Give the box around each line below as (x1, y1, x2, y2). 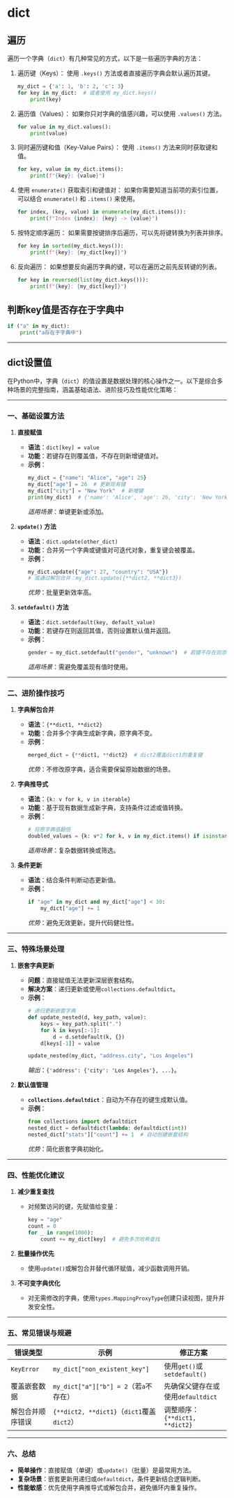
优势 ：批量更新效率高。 (27, 588, 95, 597)
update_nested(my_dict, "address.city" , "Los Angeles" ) (27, 1052, 194, 1059)
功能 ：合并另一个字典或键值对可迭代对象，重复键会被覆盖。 (27, 545, 199, 554)
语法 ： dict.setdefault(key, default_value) (27, 618, 156, 626)
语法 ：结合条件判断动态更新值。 (27, 876, 120, 884)
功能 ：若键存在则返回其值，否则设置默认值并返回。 (27, 626, 175, 635)
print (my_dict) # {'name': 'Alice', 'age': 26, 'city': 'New (27, 494, 212, 501)
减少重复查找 (17, 1188, 54, 1196)
